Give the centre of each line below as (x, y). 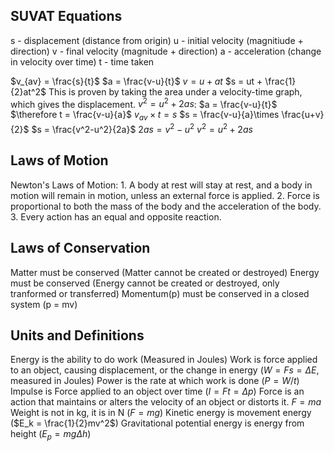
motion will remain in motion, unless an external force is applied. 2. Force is (165, 195)
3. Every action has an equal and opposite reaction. (116, 216)
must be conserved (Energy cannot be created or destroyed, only (145, 283)
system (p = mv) (44, 304)
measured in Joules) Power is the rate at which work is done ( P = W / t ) (155, 381)
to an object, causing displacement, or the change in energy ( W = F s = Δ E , (165, 370)
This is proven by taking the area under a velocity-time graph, (175, 91)
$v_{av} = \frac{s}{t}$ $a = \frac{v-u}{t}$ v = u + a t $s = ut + (136, 81)
